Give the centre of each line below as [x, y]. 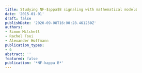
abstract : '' [18, 54]
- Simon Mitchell [23, 32]
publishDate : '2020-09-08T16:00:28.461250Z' [51, 23]
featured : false [21, 59]
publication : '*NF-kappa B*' [34, 63]
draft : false [18, 18]
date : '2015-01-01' [25, 14]
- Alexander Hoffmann [27, 41]
